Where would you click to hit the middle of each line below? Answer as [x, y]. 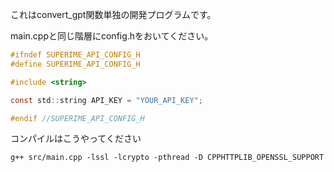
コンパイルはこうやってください [76, 139]
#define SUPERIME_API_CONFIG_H [75, 64]
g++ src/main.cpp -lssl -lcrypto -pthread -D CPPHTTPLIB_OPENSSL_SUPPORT [167, 158]
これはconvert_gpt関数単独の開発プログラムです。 [113, 14]
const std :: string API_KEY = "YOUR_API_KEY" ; [106, 100]
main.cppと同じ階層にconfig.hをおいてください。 [112, 36]
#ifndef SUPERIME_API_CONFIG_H [75, 55]
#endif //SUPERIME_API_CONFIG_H [77, 118]
